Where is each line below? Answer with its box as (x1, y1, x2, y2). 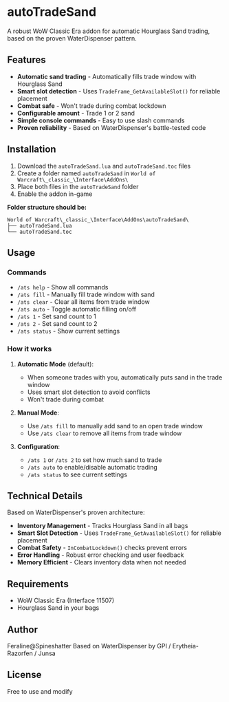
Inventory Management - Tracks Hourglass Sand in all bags (17, 522, 188, 530)
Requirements (7, 578, 69, 590)
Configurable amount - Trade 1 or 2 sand (17, 109, 135, 117)
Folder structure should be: (7, 203, 87, 211)
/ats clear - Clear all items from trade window (17, 298, 150, 306)
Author (7, 624, 38, 635)
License (7, 669, 42, 681)
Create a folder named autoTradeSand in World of (17, 169, 156, 177)
